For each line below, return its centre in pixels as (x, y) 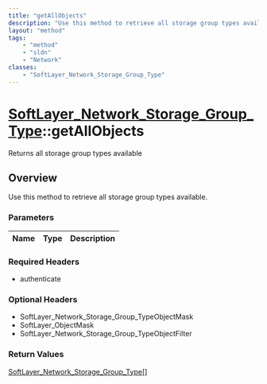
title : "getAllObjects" (48, 16)
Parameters (31, 218)
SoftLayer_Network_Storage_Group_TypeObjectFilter (106, 334)
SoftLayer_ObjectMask (56, 325)
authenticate (40, 278)
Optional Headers (43, 299)
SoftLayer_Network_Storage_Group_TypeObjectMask (106, 317)
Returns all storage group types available (75, 153)
